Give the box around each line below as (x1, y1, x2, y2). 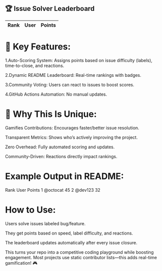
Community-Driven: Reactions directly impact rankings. (5, 153, 118, 159)
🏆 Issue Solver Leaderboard (5, 4, 95, 13)
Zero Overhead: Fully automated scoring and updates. (5, 144, 115, 150)
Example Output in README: (5, 170, 124, 182)
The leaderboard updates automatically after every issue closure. (5, 239, 138, 245)
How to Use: (5, 204, 56, 215)
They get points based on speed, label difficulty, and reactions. (5, 230, 133, 236)
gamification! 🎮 (5, 260, 38, 266)
